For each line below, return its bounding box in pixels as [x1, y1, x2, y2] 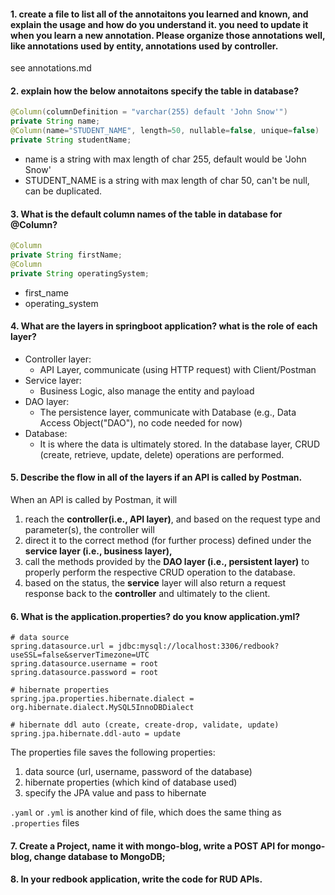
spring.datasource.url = [10, 641, 114, 652]
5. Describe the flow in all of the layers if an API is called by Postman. [10, 471, 303, 484]
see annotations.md [10, 62, 92, 74]
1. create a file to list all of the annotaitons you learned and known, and [10, 8, 309, 20]
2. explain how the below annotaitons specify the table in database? [10, 85, 299, 97]
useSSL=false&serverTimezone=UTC [10, 650, 150, 660]
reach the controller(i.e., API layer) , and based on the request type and [24, 513, 321, 525]
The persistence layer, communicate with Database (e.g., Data [39, 406, 297, 418]
